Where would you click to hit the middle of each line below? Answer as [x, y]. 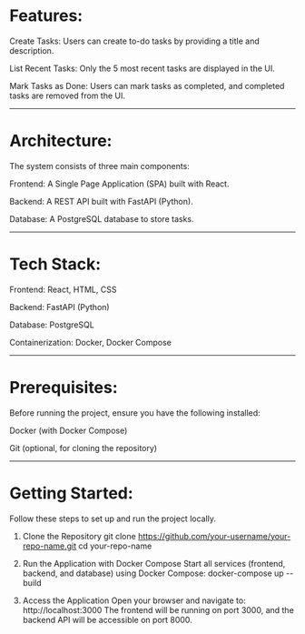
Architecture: [61, 141]
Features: [46, 16]
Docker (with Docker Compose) [69, 430]
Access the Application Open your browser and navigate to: [134, 600]
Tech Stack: [55, 264]
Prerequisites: [64, 387]
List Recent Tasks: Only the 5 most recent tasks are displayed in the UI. [142, 68]
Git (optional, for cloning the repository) [83, 448]
